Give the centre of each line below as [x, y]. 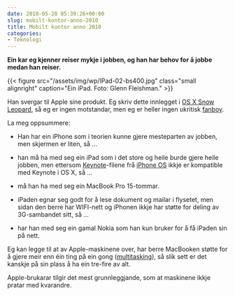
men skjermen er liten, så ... [57, 144]
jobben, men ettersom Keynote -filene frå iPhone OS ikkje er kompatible [120, 165]
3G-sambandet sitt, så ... [53, 215]
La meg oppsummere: [39, 123]
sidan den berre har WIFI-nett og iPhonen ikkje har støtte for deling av [118, 207]
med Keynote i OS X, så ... [55, 173]
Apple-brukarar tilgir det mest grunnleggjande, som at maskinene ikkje [109, 278]
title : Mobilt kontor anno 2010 [54, 27]
